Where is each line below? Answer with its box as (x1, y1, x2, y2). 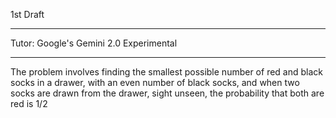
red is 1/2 (10, 98, 48, 109)
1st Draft (10, 9, 45, 20)
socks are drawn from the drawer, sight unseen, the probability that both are (10, 87, 325, 99)
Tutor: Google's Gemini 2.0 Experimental (10, 37, 178, 49)
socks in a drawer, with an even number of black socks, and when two (10, 77, 300, 88)
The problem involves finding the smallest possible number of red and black (10, 66, 323, 78)
